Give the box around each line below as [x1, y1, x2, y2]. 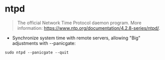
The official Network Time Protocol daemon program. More [17, 20, 142, 26]
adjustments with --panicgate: [12, 40, 76, 46]
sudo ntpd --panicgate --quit [5, 50, 69, 55]
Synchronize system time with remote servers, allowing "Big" [12, 35, 141, 41]
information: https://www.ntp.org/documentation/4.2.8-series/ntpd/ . [17, 25, 160, 31]
